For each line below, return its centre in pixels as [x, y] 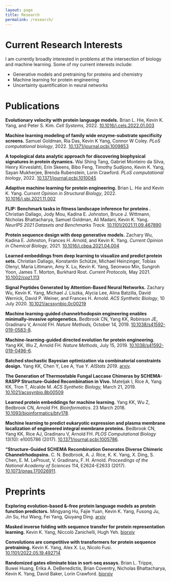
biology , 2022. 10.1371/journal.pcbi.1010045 [51, 178]
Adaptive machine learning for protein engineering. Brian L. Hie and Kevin [85, 188]
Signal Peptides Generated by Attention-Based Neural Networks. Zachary [85, 288]
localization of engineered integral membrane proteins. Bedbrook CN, [80, 428]
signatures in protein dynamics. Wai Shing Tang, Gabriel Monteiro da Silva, [85, 162]
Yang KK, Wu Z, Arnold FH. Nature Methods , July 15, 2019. [67, 346]
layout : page [19, 10]
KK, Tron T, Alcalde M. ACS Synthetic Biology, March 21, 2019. [71, 387]
